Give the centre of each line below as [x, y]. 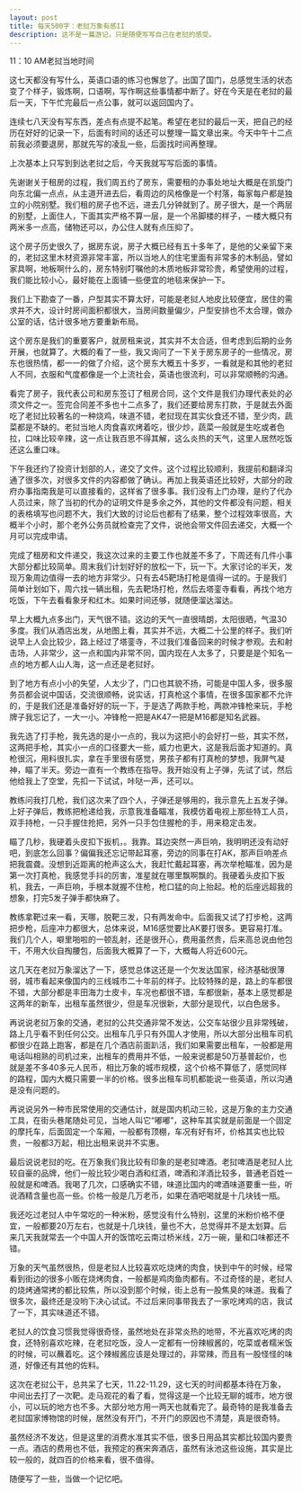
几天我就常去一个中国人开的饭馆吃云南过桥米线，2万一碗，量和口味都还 [149, 1238]
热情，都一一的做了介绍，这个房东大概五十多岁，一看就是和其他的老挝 [163, 363]
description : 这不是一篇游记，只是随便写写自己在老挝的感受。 [112, 34]
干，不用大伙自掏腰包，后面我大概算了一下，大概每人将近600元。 [131, 951]
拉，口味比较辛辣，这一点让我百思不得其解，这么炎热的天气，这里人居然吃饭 [151, 439]
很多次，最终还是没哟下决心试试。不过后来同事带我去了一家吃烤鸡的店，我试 [151, 1301]
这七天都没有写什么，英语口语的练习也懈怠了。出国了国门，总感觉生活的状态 [151, 80]
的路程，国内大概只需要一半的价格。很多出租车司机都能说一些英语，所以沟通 [151, 1079]
